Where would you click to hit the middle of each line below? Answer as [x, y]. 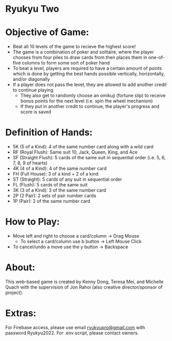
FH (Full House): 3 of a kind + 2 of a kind [56, 174]
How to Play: [33, 222]
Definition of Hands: [49, 132]
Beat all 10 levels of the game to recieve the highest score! [74, 47]
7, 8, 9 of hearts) [30, 163]
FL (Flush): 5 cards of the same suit [50, 185]
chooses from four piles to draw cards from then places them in [80, 57]
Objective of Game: [47, 33]
